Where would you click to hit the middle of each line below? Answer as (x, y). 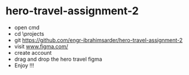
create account (33, 52)
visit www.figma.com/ (41, 46)
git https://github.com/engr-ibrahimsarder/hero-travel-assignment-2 (98, 40)
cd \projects (29, 33)
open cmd (27, 27)
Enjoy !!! (24, 65)
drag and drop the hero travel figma (58, 59)
